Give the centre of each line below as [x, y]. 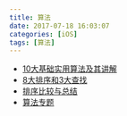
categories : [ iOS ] [43, 34]
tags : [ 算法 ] [32, 42]
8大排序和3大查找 [55, 80]
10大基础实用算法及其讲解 [70, 69]
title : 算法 [30, 17]
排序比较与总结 [50, 91]
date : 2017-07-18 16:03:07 [59, 26]
